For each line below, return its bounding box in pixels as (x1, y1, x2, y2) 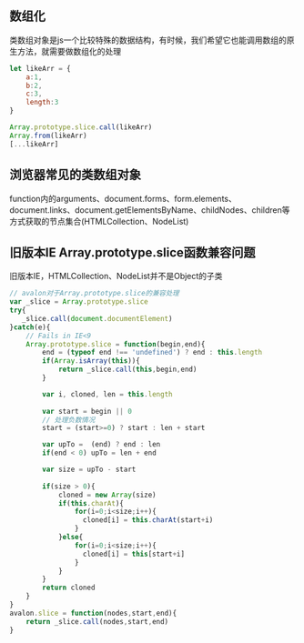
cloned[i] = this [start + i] (82, 549, 185, 558)
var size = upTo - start (42, 465, 137, 475)
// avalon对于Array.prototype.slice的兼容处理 (9, 289, 179, 298)
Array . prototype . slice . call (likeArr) (9, 123, 153, 132)
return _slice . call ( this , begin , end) (57, 365, 198, 375)
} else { (57, 533, 84, 542)
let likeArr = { (9, 64, 71, 73)
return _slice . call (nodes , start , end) (25, 617, 169, 626)
